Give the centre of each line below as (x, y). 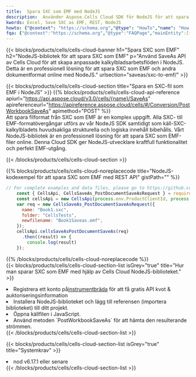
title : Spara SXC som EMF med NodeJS (53, 11)
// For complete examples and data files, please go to (75, 188)
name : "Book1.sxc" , (45, 210)
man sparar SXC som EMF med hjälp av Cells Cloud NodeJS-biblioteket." (94, 271)
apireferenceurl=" (27, 105)
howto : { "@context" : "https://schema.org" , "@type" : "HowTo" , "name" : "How (98, 28)
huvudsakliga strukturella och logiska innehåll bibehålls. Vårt (111, 130)
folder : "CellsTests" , (49, 215)
